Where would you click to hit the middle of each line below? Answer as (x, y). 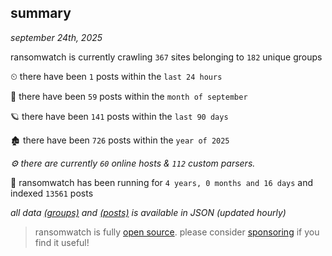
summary (41, 13)
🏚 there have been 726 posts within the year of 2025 (120, 140)
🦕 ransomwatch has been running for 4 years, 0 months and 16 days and (162, 182)
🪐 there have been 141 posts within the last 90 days (119, 116)
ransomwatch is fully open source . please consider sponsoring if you (177, 232)
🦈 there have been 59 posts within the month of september (129, 96)
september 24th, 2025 (56, 37)
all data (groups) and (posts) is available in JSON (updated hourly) (148, 212)
